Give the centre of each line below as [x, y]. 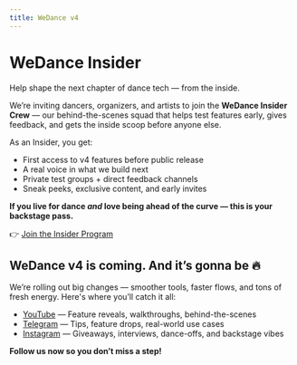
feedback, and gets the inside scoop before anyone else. [115, 124]
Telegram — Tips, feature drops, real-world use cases [123, 324]
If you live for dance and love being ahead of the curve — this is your [141, 206]
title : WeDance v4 [44, 18]
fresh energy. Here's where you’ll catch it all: [93, 297]
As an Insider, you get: [51, 142]
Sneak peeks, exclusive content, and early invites [115, 188]
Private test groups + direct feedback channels [110, 178]
